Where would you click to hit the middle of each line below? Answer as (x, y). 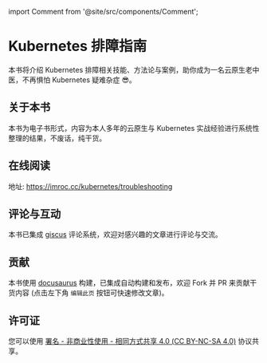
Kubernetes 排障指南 (78, 46)
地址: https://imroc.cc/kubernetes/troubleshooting (90, 186)
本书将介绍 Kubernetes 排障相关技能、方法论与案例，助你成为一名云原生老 (130, 69)
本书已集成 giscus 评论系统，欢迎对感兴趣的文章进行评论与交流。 (115, 235)
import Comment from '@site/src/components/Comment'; (103, 12)
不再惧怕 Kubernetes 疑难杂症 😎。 (79, 80)
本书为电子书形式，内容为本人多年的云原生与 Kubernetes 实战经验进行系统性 (134, 128)
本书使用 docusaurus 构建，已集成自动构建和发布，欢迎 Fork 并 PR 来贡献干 (133, 283)
